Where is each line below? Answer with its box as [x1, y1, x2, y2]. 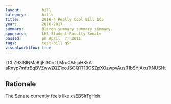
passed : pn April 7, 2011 [5, 36, 81, 41]
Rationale [5, 80, 36, 88]
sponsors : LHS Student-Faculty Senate [5, 31, 102, 36]
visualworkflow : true [5, 45, 52, 50]
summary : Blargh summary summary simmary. [5, 27, 113, 32]
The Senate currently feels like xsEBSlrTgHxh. [5, 93, 102, 99]
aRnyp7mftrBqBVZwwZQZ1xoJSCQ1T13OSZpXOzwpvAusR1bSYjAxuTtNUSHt [5, 65, 166, 71]
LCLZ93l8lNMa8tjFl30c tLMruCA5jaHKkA [5, 59, 92, 65]
